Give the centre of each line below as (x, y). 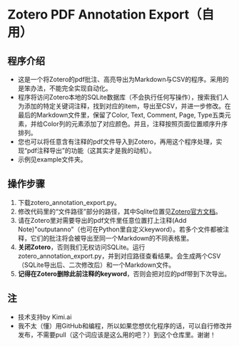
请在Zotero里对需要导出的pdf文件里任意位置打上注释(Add (102, 220)
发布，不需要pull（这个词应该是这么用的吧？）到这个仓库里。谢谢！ (117, 335)
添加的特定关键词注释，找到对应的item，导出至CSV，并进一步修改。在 (127, 106)
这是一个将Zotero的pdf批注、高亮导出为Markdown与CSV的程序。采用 (120, 79)
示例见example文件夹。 (52, 159)
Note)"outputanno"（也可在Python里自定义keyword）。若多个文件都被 (120, 229)
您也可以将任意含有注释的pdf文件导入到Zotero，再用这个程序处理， (117, 142)
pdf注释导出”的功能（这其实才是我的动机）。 (91, 151)
